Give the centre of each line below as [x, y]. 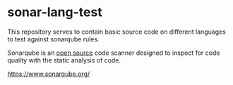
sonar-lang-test [55, 12]
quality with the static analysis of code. [64, 60]
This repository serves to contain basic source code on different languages [116, 32]
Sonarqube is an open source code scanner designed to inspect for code [114, 53]
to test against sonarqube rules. [54, 39]
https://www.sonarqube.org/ [49, 74]
